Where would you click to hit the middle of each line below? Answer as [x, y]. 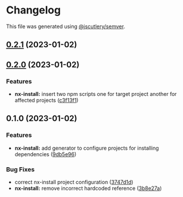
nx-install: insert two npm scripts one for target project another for [96, 94]
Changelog [33, 10]
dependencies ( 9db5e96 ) [45, 154]
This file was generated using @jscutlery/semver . [66, 26]
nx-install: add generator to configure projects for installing [87, 148]
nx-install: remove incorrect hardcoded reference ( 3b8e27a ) [88, 188]
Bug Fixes [21, 169]
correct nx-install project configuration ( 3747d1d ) [74, 182]
